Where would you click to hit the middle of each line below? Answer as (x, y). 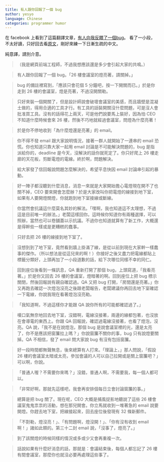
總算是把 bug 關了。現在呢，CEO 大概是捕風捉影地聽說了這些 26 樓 (84, 399)
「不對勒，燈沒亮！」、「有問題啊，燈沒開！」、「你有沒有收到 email (83, 422)
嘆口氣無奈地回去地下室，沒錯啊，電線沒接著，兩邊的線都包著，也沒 (85, 315)
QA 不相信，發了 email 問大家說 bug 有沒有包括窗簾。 (79, 340)
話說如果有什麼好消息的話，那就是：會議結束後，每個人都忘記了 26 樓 (87, 449)
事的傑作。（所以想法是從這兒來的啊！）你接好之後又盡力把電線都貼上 (86, 254)
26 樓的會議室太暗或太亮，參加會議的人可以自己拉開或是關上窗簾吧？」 (88, 356)
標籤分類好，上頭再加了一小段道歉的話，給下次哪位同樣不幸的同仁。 (85, 260)
